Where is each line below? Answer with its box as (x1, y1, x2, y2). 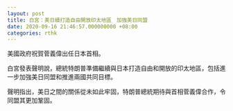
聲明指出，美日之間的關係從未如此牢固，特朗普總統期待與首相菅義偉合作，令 (7, 87, 226, 96)
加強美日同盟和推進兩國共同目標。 (19, 73, 116, 81)
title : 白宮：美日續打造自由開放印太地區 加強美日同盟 (7, 17, 148, 24)
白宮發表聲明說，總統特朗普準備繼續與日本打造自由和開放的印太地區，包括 (7, 64, 220, 73)
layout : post (7, 10, 45, 17)
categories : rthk (7, 29, 58, 37)
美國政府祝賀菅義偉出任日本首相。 (7, 49, 105, 58)
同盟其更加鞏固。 (7, 96, 56, 105)
